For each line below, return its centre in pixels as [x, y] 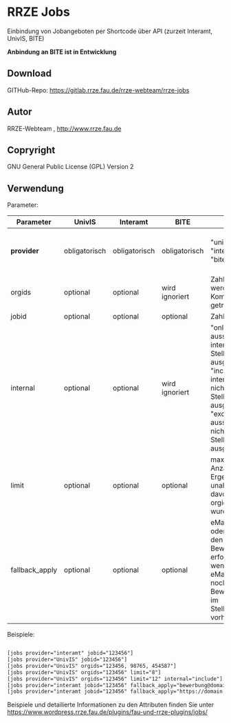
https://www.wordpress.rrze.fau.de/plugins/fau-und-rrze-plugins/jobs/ [108, 712]
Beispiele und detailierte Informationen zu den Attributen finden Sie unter [111, 705]
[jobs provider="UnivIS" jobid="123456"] [67, 660]
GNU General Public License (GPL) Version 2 [70, 167]
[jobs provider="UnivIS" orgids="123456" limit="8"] [84, 672]
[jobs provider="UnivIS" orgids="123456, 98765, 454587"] [92, 666]
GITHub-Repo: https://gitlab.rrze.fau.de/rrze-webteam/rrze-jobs [98, 90]
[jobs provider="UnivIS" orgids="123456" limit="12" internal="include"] [115, 679]
